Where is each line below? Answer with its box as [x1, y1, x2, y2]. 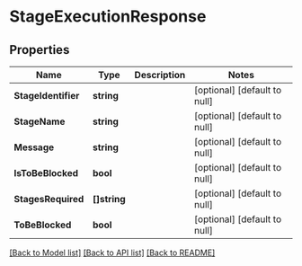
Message [13, 141, 55, 154]
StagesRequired [13, 193, 84, 205]
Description [134, 69, 186, 81]
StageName [13, 115, 66, 128]
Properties [9, 42, 70, 58]
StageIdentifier [13, 90, 80, 102]
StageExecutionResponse [9, 6, 207, 27]
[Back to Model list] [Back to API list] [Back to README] [9, 247, 216, 258]
